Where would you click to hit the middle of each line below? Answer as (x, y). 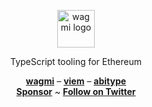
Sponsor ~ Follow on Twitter (76, 91)
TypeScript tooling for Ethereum (76, 61)
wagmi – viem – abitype (76, 81)
